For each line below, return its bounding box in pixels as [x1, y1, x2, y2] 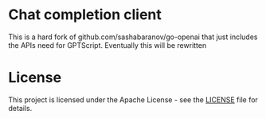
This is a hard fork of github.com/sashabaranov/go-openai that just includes [8, 32, 258, 42]
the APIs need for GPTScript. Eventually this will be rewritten [8, 40, 207, 50]
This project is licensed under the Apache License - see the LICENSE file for [8, 94, 259, 105]
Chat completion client [8, 6, 162, 24]
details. [8, 103, 33, 113]
